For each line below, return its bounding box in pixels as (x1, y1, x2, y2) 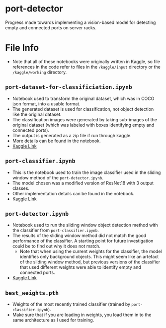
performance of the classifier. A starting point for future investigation (12, 238, 154, 244)
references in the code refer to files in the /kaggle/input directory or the (12, 64, 161, 70)
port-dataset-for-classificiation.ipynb (5, 83, 133, 91)
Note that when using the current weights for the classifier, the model (19, 248, 162, 254)
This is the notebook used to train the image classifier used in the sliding (12, 169, 161, 175)
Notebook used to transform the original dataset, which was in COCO (12, 95, 155, 101)
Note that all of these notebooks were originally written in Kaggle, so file (12, 58, 161, 65)
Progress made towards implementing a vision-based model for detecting (5, 19, 156, 25)
